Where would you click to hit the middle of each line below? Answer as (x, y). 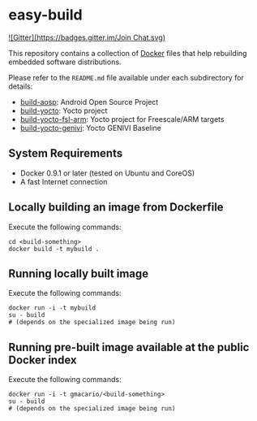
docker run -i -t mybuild (52, 308)
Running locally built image (79, 273)
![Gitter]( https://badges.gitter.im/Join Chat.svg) (87, 37)
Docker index (43, 360)
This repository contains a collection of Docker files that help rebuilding (128, 53)
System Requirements (66, 153)
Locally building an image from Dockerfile (116, 208)
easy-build (45, 15)
